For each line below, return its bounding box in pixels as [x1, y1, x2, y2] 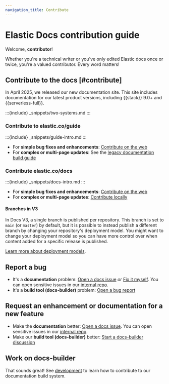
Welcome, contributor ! [5, 46, 53, 52]
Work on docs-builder [5, 354, 76, 363]
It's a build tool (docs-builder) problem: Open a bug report [12, 287, 136, 293]
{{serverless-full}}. [5, 100, 44, 106]
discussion [12, 339, 35, 345]
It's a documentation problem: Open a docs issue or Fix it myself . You [12, 276, 159, 282]
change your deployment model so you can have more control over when [5, 233, 158, 239]
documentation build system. [5, 373, 66, 379]
